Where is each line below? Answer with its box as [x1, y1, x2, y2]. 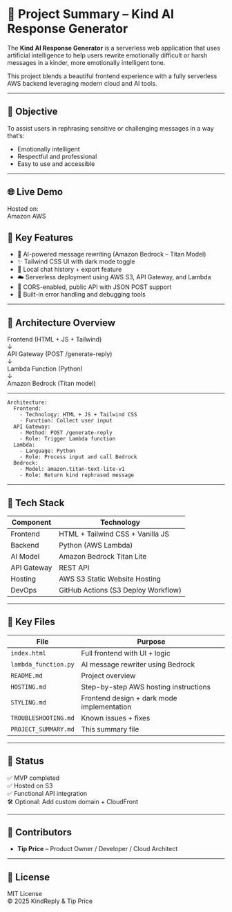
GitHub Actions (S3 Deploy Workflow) [58, 586, 182, 595]
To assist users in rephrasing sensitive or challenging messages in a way [7, 124, 214, 132]
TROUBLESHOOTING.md [10, 714, 75, 722]
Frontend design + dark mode [81, 693, 177, 702]
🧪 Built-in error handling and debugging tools [17, 290, 146, 299]
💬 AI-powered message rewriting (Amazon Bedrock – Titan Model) [17, 250, 206, 259]
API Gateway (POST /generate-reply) [7, 350, 113, 358]
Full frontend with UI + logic [81, 648, 171, 658]
